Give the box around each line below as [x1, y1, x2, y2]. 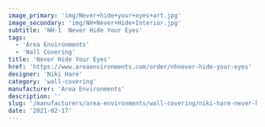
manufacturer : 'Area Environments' [8, 84, 125, 93]
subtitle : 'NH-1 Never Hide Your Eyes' [8, 26, 144, 34]
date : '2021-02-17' [8, 107, 73, 115]
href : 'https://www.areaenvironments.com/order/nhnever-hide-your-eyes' [8, 63, 252, 71]
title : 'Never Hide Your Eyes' [8, 56, 111, 64]
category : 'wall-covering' [8, 77, 97, 85]
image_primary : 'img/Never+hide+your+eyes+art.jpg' [8, 11, 181, 20]
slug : [8, 99, 26, 107]
